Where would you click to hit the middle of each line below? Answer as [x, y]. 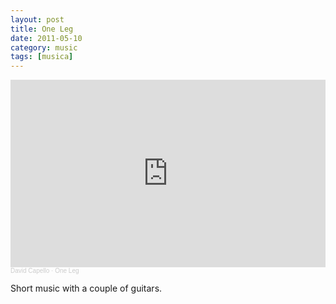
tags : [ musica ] [42, 57]
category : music [44, 47]
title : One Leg [42, 29]
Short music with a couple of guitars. [86, 288]
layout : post [37, 19]
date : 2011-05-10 [46, 38]
